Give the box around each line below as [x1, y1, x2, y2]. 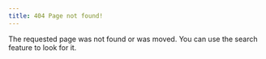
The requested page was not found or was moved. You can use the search [8, 34, 258, 44]
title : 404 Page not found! [8, 11, 104, 20]
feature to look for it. [8, 42, 77, 53]
